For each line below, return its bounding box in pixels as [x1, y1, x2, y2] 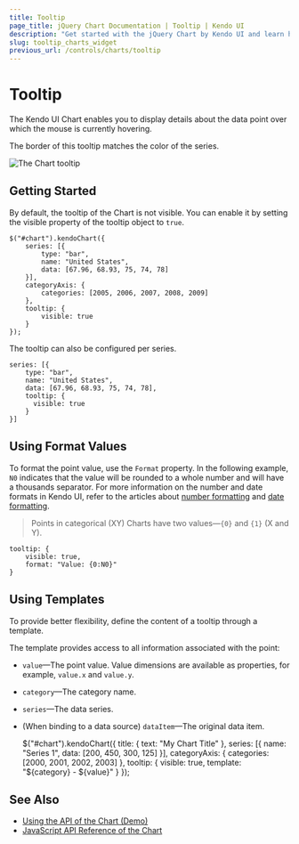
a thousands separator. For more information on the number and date [9, 482, 263, 492]
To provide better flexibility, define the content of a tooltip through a [9, 615, 258, 626]
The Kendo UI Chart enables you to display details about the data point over [9, 114, 287, 125]
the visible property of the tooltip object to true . [9, 216, 185, 227]
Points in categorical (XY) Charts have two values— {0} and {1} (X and [30, 517, 289, 528]
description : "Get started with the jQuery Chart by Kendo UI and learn [9, 29, 285, 38]
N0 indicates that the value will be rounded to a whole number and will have [9, 472, 285, 483]
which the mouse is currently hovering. [9, 124, 153, 134]
